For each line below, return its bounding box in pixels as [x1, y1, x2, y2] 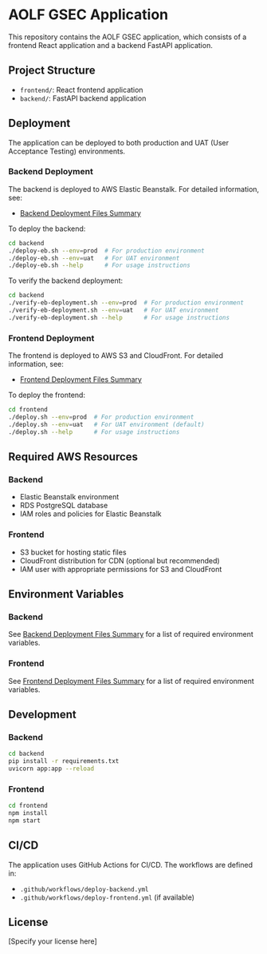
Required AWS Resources [8, 450, 138, 464]
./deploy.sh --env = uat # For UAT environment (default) [8, 420, 205, 428]
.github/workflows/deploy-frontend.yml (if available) [19, 892, 195, 902]
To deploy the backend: [8, 224, 86, 233]
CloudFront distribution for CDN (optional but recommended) [19, 555, 221, 565]
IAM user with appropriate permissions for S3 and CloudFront [19, 564, 222, 574]
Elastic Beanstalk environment [19, 492, 120, 502]
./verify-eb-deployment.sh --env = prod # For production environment [8, 299, 245, 307]
